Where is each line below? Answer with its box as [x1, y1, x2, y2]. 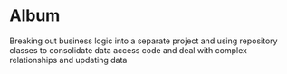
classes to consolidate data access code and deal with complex [9, 44, 247, 55]
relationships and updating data [9, 54, 128, 65]
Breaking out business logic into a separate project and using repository [9, 35, 278, 46]
